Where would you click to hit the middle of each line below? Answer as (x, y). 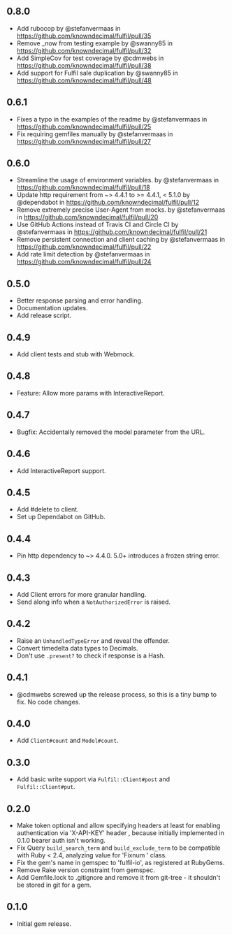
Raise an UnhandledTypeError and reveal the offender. (93, 640)
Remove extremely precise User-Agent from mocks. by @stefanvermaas (121, 210)
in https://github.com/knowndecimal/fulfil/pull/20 (87, 217)
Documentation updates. (52, 308)
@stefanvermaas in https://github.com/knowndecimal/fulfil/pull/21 (112, 232)
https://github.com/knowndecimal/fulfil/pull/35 (84, 36)
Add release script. (44, 316)
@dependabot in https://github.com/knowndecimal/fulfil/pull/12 (108, 203)
